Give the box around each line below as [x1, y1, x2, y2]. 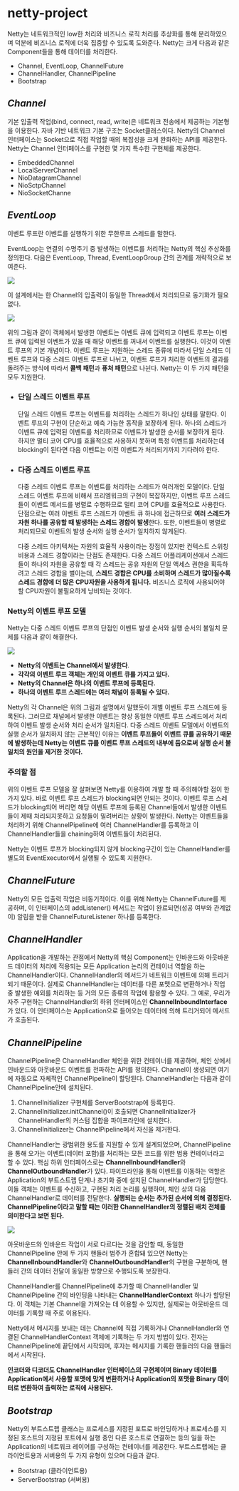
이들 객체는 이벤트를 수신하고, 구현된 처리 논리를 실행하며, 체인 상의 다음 [7, 1185, 206, 1194]
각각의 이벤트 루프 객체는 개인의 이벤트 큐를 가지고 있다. [17, 670, 170, 679]
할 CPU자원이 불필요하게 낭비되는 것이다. [17, 587, 132, 595]
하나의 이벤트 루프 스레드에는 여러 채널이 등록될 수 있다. [17, 688, 170, 697]
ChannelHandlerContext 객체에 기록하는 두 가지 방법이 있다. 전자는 [20, 1333, 208, 1341]
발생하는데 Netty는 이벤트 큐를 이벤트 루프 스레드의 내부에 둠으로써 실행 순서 [14, 739, 224, 747]
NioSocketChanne [17, 188, 71, 197]
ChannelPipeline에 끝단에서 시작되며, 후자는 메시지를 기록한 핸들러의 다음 [7, 1342, 213, 1351]
